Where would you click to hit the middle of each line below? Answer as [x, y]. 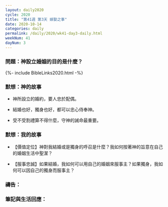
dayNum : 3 [16, 43]
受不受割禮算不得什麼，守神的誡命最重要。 [57, 120]
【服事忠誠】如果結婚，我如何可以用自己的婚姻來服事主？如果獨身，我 [86, 164]
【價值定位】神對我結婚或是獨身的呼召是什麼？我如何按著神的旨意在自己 [88, 147]
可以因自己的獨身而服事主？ [46, 170]
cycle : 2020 [18, 15]
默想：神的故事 [23, 87]
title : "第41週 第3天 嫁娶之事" [36, 19]
